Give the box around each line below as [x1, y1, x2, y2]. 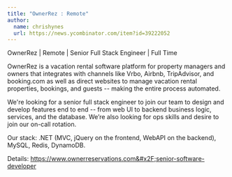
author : [7, 17, 30, 24]
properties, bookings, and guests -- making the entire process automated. [7, 84, 221, 93]
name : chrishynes [13, 23, 64, 30]
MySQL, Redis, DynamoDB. [7, 141, 86, 150]
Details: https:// [7, 155, 52, 163]
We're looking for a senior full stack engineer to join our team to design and [7, 98, 224, 107]
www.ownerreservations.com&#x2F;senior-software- [51, 155, 205, 163]
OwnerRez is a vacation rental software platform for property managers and [7, 62, 226, 70]
